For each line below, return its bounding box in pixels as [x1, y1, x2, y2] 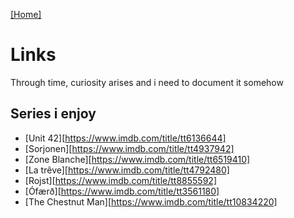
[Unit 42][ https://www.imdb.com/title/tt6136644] [24, 132, 227, 144]
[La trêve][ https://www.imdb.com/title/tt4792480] [24, 164, 230, 176]
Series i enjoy [10, 105, 97, 123]
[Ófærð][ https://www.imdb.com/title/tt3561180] [24, 185, 220, 197]
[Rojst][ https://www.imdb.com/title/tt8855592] [24, 174, 217, 186]
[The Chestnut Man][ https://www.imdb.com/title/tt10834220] [24, 195, 278, 208]
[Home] [10, 9, 42, 20]
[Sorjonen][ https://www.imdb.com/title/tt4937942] [24, 142, 235, 154]
